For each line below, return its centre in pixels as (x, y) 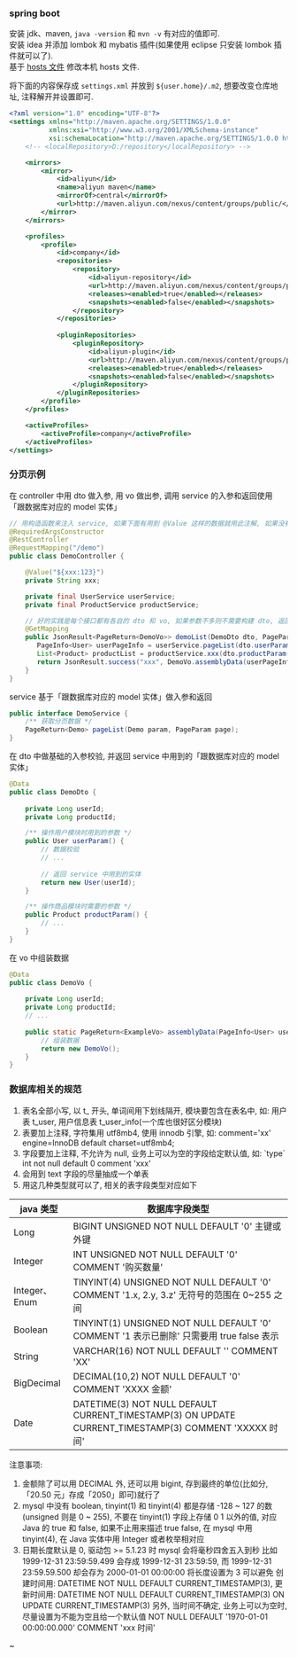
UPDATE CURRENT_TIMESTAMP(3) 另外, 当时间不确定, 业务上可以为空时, (154, 1605)
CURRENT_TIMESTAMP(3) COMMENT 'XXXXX (170, 1427)
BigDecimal (37, 1383)
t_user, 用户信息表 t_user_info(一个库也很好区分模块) (127, 1122)
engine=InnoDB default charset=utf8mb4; (98, 1143)
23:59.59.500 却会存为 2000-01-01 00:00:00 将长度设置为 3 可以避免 (148, 1572)
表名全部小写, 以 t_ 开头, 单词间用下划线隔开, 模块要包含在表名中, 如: (145, 1110)
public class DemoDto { (53, 792)
